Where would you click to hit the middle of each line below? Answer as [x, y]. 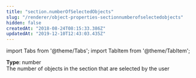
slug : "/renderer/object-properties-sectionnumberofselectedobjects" [95, 17]
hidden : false [24, 23]
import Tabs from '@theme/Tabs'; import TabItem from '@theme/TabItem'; [98, 51]
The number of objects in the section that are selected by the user [88, 68]
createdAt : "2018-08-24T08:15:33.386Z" [56, 28]
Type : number [24, 63]
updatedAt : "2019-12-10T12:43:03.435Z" [56, 34]
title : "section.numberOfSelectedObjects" [60, 12]
